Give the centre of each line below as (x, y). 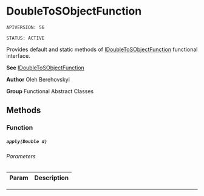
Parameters (21, 156)
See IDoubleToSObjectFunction (46, 68)
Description (52, 178)
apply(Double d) (27, 141)
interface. (18, 55)
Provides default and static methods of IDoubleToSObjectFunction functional (102, 49)
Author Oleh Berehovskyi (38, 79)
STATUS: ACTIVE (25, 38)
